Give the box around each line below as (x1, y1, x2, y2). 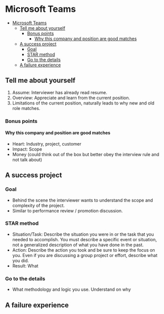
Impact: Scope (12, 146, 42, 152)
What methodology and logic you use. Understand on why (12, 286, 131, 293)
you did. (12, 258, 29, 263)
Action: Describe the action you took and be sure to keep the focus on (12, 247, 156, 253)
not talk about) (12, 157, 42, 162)
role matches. (12, 105, 41, 111)
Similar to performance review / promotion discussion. (12, 208, 123, 213)
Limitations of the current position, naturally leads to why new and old (12, 100, 155, 106)
